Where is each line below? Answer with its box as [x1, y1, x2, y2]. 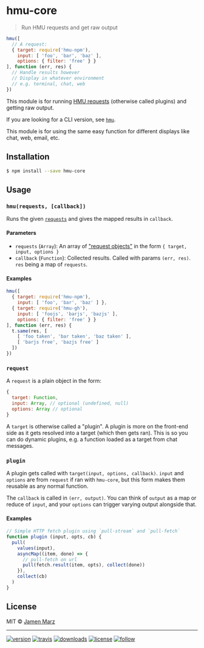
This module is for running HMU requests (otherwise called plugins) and [6, 97, 187, 105]
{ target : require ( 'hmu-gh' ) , [12, 305, 88, 312]
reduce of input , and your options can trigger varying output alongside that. [6, 500, 197, 508]
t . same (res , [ [12, 328, 47, 334]
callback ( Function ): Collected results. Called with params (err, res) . [15, 254, 191, 262]
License [6, 602, 37, 612]
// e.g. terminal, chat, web [12, 80, 86, 87]
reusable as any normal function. [6, 482, 89, 490]
